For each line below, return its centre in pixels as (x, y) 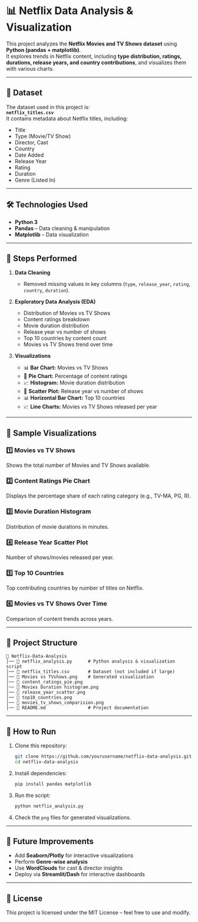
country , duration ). (47, 290)
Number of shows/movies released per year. (60, 557)
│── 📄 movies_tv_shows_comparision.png (55, 703)
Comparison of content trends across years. (60, 618)
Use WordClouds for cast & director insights (68, 868)
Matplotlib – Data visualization (52, 234)
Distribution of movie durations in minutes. (57, 526)
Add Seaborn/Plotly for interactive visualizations (74, 855)
